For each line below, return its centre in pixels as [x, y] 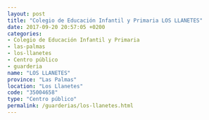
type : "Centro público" [42, 100]
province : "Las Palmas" [42, 79]
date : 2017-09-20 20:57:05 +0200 [56, 27]
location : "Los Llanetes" [45, 86]
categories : [25, 34]
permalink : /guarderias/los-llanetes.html [70, 106]
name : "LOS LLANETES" [39, 73]
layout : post [26, 14]
